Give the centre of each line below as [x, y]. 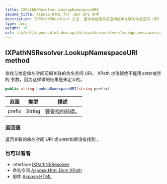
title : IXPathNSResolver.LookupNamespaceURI [52, 10]
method [17, 61]
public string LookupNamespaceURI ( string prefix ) [58, 89]
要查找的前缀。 [63, 111]
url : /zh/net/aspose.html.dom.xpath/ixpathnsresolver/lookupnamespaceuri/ [84, 33]
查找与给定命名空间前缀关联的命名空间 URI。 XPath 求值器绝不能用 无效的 [79, 73]
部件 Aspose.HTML [32, 177]
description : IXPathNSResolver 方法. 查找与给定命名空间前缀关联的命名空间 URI [82, 19]
